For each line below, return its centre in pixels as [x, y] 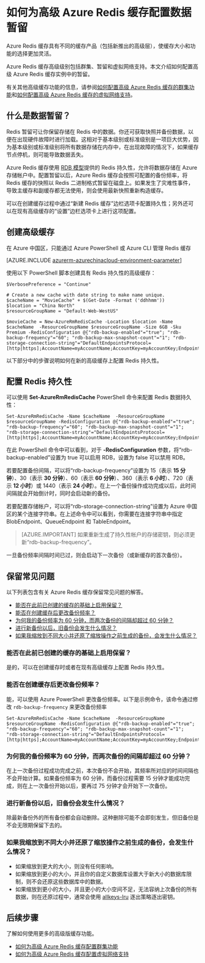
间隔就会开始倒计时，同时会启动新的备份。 [60, 493]
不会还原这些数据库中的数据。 [69, 881]
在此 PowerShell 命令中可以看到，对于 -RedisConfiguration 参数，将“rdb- [99, 450]
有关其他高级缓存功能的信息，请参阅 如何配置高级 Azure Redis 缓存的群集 [98, 87]
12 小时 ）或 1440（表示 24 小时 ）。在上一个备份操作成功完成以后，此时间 [105, 486]
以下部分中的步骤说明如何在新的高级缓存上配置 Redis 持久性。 [85, 360]
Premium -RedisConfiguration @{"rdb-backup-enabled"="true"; [86, 332]
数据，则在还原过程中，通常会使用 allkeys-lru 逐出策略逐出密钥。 [97, 896]
